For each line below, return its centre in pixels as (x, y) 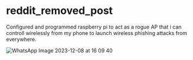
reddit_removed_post (60, 11)
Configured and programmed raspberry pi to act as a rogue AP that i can (94, 27)
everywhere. (21, 39)
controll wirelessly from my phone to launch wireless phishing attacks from (97, 33)
